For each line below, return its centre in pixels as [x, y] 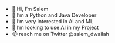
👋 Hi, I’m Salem [30, 9]
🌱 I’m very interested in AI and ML [53, 21]
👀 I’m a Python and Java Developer [54, 15]
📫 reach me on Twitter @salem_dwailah [60, 34]
